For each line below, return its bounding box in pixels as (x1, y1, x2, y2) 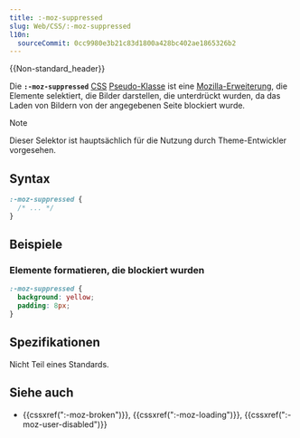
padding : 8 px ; (17, 301, 70, 310)
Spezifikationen (9, 335, 101, 350)
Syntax (9, 171, 51, 186)
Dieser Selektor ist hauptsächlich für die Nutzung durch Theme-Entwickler (9, 135, 287, 146)
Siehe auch (9, 386, 74, 401)
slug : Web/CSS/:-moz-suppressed (9, 22, 131, 31)
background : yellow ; (17, 293, 95, 302)
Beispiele (9, 237, 63, 252)
